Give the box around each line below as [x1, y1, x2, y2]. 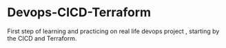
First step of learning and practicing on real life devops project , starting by [7, 27, 220, 35]
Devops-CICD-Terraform [7, 5, 152, 20]
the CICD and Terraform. [7, 34, 77, 42]
